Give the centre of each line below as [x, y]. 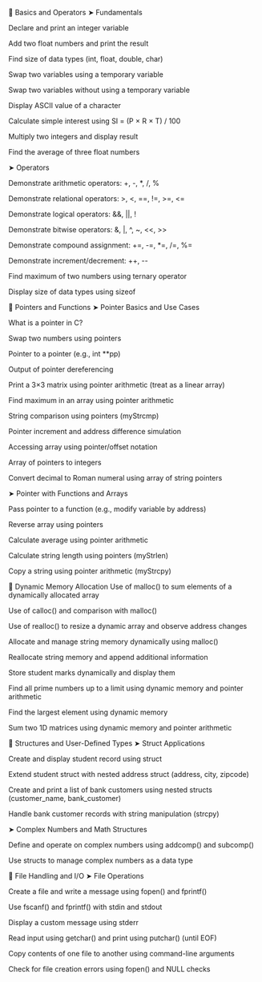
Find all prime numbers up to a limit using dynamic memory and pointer [126, 688]
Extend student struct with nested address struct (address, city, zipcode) [129, 774]
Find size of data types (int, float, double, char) [86, 59]
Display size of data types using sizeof [72, 292]
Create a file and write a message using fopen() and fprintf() [108, 891]
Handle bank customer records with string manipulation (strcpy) [114, 814]
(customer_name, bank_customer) [65, 798]
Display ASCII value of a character [65, 105]
